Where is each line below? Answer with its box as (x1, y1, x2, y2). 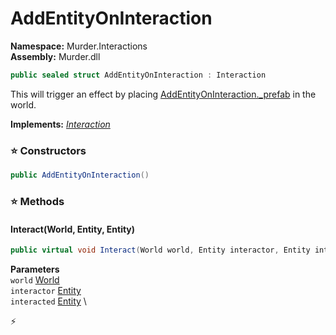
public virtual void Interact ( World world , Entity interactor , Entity (10, 245, 311, 256)
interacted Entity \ (10, 295, 87, 307)
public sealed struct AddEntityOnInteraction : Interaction (10, 70, 267, 80)
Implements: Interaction (10, 118, 111, 130)
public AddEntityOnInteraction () (10, 170, 150, 181)
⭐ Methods (10, 194, 65, 208)
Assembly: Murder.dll (10, 50, 101, 62)
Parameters (10, 263, 60, 275)
